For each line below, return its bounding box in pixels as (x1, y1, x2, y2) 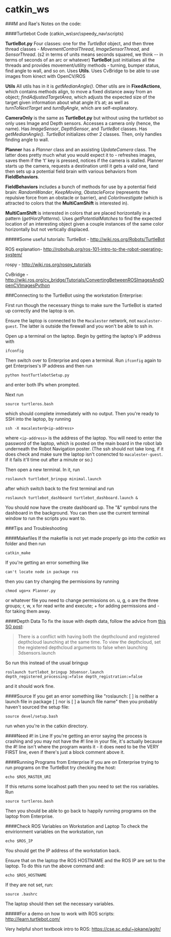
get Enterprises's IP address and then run (5, 362, 93, 369)
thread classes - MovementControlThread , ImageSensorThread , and (5, 46, 150, 52)
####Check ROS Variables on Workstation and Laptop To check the (5, 823, 148, 829)
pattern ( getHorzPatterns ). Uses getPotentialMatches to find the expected (5, 215, 162, 221)
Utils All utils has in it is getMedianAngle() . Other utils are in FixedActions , (5, 83, 162, 89)
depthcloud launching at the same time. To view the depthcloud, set (17, 639, 161, 645)
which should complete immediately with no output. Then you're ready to (5, 410, 159, 416)
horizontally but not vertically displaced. (5, 226, 90, 232)
